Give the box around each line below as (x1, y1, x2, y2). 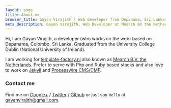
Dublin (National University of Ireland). (5, 46, 85, 52)
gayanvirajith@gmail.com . (5, 97, 60, 103)
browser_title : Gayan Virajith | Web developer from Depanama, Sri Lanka (5, 17, 165, 22)
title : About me (5, 12, 40, 17)
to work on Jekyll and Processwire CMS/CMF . (5, 67, 102, 73)
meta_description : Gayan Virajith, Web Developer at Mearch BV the (5, 21, 152, 27)
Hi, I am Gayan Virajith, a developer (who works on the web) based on (5, 36, 152, 42)
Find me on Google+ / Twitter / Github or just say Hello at (5, 91, 126, 97)
